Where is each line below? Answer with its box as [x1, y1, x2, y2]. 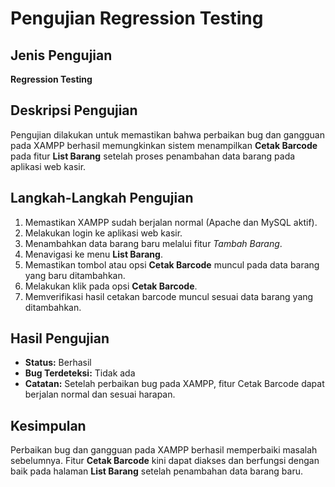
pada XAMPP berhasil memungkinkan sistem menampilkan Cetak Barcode [10, 139, 318, 151]
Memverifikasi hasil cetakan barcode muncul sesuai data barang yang [24, 290, 314, 302]
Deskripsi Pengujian [10, 102, 138, 119]
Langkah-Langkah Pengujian [10, 190, 194, 207]
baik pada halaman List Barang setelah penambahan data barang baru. [10, 465, 303, 477]
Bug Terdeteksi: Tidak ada [24, 367, 136, 379]
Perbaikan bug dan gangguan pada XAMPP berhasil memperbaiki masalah [10, 444, 318, 456]
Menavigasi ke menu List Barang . [24, 248, 163, 260]
